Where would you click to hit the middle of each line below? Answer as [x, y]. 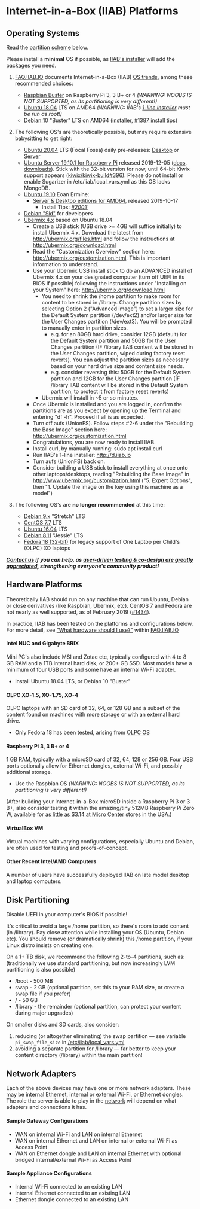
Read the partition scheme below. [47, 47]
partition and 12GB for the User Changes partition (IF [115, 379]
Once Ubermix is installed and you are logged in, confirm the [107, 404]
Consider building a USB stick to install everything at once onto [110, 468]
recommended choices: [44, 83]
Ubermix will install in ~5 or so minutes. [90, 398]
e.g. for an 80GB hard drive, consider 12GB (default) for [119, 334]
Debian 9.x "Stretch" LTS [54, 516]
